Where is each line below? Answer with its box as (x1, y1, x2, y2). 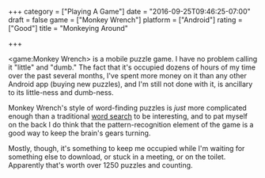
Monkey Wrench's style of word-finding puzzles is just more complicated (8, 103, 247, 112)
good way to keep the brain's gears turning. (8, 128, 151, 138)
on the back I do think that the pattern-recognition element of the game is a (8, 120, 254, 129)
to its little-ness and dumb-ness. (8, 88, 115, 97)
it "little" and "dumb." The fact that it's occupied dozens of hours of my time (8, 62, 256, 72)
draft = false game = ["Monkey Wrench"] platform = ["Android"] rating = (8, 15, 243, 25)
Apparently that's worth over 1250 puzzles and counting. (8, 161, 193, 169)
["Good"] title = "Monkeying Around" (8, 24, 129, 32)
